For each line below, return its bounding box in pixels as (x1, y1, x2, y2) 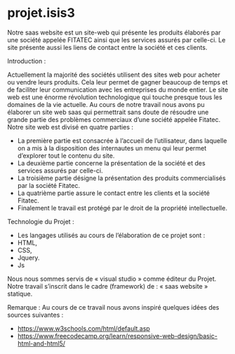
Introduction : (7, 56, 46, 65)
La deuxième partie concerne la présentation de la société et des (17, 158, 206, 167)
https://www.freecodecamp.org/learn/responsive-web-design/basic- (17, 331, 218, 340)
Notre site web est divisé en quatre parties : (7, 122, 133, 131)
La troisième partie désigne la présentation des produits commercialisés (17, 174, 226, 182)
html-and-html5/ (17, 339, 65, 348)
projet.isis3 (7, 5, 76, 21)
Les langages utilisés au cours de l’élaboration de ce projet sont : (17, 231, 206, 239)
